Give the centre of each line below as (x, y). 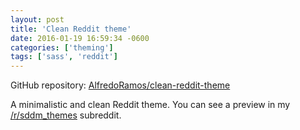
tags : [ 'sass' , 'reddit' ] (64, 57)
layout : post (37, 19)
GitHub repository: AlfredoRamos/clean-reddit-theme (120, 85)
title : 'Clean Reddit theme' (71, 29)
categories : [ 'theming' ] (62, 47)
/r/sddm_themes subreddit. (66, 115)
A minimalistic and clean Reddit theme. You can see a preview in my (150, 105)
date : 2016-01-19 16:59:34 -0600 (80, 38)
